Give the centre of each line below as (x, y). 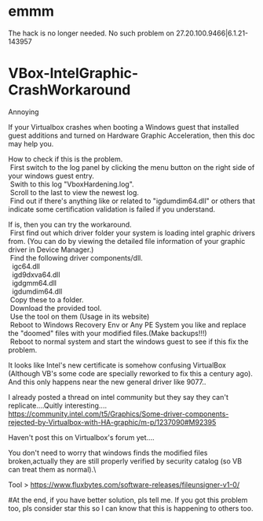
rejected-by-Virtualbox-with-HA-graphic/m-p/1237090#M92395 (112, 422)
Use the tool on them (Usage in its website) (80, 316)
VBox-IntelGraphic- (73, 74)
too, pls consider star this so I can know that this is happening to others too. (131, 508)
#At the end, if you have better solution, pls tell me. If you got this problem (128, 500)
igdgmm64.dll (34, 283)
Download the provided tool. (56, 308)
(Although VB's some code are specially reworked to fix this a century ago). (131, 373)
